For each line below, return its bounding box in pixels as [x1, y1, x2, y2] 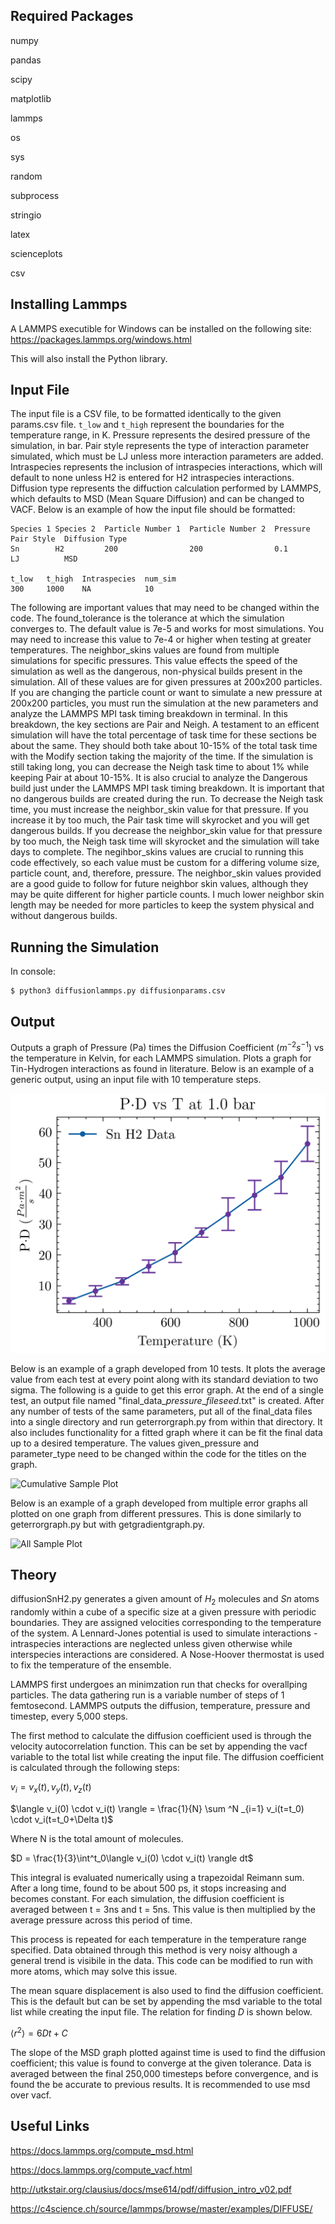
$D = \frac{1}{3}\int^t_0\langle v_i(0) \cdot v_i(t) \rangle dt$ [10, 1852, 254, 1864]
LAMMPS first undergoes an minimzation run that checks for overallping [10, 1679, 308, 1691]
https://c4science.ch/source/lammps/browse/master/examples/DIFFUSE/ [10, 2202, 313, 2214]
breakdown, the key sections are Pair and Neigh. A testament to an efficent [10, 719, 320, 731]
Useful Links [10, 2118, 90, 2135]
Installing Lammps [10, 296, 128, 313]
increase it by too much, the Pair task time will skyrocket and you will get [10, 814, 310, 826]
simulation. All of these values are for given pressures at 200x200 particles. [10, 676, 323, 688]
